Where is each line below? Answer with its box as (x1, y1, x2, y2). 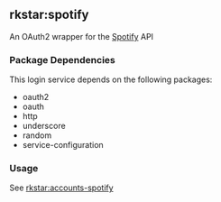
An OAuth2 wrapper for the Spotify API (9, 31, 154, 41)
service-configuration (22, 140, 104, 151)
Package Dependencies (9, 53, 115, 66)
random (22, 130, 52, 141)
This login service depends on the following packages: (9, 74, 213, 85)
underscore (22, 121, 66, 132)
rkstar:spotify (9, 7, 89, 23)
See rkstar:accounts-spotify (9, 182, 115, 193)
